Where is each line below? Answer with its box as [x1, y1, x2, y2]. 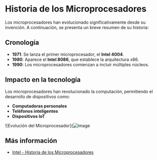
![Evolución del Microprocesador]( [5, 122, 73, 129]
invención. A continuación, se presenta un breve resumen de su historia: [5, 24, 149, 30]
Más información [5, 136, 57, 145]
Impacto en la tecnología [5, 76, 81, 84]
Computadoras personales [12, 103, 67, 109]
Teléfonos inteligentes [12, 108, 58, 114]
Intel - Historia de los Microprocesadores [12, 149, 94, 155]
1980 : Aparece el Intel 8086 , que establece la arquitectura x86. [12, 57, 139, 62]
